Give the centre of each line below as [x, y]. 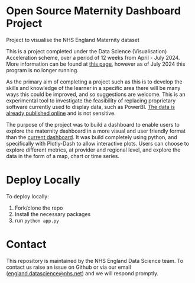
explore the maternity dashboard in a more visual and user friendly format [96, 131]
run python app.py [37, 220]
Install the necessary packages [53, 214]
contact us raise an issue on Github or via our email [69, 267]
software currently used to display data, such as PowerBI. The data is [91, 107]
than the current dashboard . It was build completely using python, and [92, 137]
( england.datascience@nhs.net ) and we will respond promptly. [82, 273]
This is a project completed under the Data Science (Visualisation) [87, 51]
